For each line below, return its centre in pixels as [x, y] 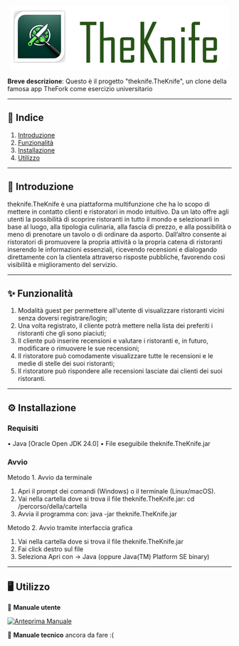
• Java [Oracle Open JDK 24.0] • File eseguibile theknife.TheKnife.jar [109, 444]
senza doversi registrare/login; [63, 318]
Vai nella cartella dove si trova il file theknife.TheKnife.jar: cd [106, 499]
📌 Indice [26, 118]
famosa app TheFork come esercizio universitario [80, 89]
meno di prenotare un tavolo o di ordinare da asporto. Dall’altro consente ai [117, 234]
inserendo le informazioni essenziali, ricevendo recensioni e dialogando [112, 249]
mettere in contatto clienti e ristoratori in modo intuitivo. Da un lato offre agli [118, 212]
